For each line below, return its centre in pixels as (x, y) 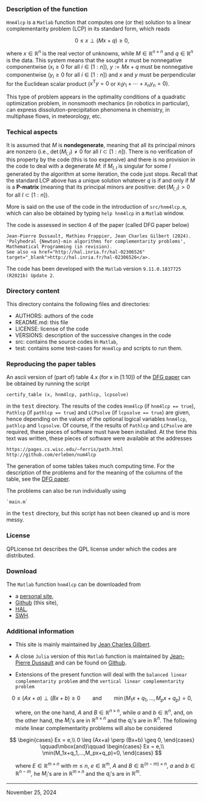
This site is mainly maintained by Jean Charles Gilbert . (83, 644)
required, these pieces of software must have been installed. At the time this (102, 432)
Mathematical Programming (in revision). (59, 246)
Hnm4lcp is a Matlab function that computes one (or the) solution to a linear (99, 23)
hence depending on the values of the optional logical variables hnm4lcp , (97, 419)
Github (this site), (37, 602)
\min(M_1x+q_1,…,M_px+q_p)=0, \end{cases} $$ (102, 753)
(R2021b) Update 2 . (30, 275)
